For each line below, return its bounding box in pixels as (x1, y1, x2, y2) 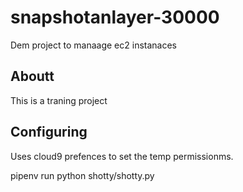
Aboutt (10, 68, 55, 85)
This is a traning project (10, 94, 108, 106)
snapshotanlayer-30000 (10, 6, 220, 29)
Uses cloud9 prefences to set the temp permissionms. (10, 150, 234, 162)
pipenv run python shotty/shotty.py (10, 169, 155, 181)
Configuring (10, 124, 88, 141)
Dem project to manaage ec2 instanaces (10, 39, 177, 51)
